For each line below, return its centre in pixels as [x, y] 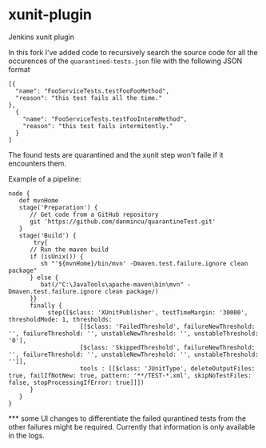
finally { [46, 306]
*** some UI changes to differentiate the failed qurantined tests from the [127, 418]
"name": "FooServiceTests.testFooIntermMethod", [105, 119]
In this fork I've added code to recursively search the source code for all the [133, 52]
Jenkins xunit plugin [41, 37]
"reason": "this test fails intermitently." [98, 126]
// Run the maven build [69, 250]
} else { [44, 278]
